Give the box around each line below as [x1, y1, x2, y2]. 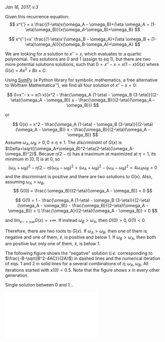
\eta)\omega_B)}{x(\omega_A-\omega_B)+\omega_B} [25, 27, 134, 32]
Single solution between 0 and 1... [5, 281, 74, 287]
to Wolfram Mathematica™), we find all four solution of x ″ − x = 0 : [5, 82, 137, 88]
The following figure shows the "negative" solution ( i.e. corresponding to [5, 250, 153, 256]
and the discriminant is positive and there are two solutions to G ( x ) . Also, [5, 173, 153, 179]
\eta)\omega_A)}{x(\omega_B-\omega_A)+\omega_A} [25, 41, 134, 47]
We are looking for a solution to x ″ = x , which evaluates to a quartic [5, 51, 142, 57]
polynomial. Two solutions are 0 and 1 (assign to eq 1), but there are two [5, 56, 151, 62]
